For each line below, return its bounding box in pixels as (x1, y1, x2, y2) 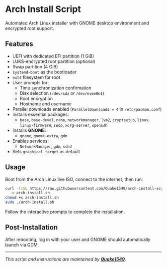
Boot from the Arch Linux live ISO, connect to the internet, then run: (5, 176, 143, 182)
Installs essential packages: (12, 111, 69, 117)
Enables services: (12, 138, 49, 144)
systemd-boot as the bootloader (12, 69, 77, 75)
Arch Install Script (5, 3, 81, 15)
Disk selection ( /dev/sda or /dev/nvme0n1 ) (19, 90, 104, 96)
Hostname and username (19, 101, 72, 107)
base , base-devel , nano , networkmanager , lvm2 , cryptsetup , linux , (19, 116, 150, 123)
